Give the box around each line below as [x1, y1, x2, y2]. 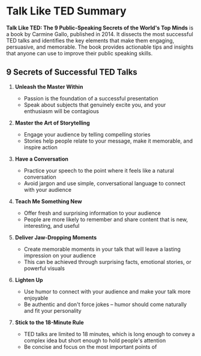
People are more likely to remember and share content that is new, [23, 215, 188, 223]
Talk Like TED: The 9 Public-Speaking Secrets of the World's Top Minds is [6, 24, 194, 31]
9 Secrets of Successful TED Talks [6, 67, 138, 78]
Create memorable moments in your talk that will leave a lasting [23, 245, 181, 253]
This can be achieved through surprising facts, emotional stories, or [23, 258, 192, 265]
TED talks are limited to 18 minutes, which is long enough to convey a [23, 330, 195, 337]
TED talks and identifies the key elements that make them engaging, [6, 37, 175, 44]
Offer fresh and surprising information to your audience [23, 209, 161, 216]
